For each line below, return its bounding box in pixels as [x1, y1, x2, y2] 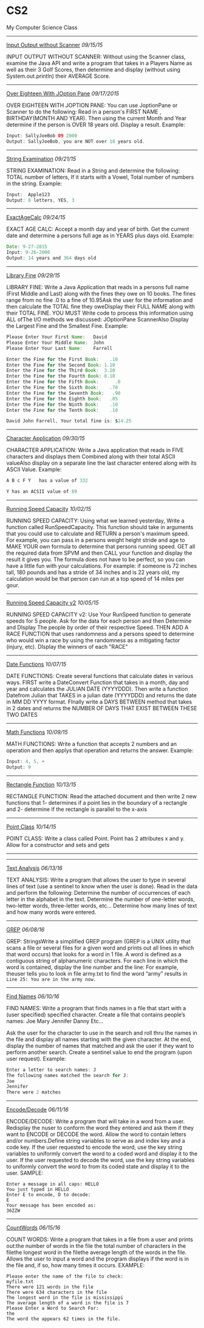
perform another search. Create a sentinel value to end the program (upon [6, 1049, 192, 1056]
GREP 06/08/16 [6, 926, 45, 933]
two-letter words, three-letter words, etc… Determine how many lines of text [6, 902, 197, 909]
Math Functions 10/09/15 [6, 728, 68, 736]
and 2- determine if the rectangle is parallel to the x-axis [6, 806, 148, 813]
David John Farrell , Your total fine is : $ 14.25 [6, 418, 132, 424]
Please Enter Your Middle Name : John [6, 340, 104, 346]
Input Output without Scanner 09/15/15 [6, 41, 103, 49]
